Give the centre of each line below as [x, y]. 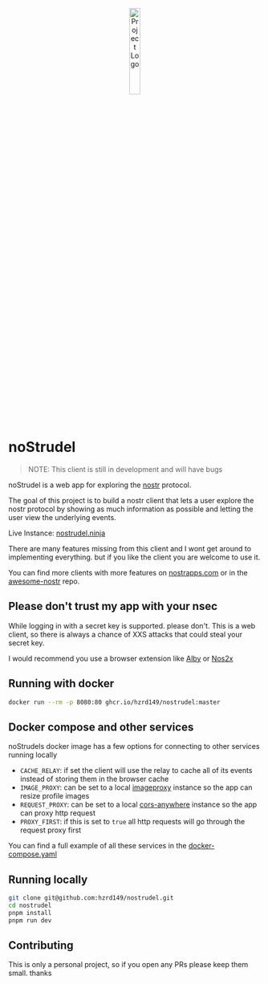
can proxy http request [58, 813]
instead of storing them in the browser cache [94, 779]
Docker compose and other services [101, 727]
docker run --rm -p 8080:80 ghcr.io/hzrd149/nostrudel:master [114, 702]
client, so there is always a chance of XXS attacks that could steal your [126, 634]
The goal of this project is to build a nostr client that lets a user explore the [131, 500]
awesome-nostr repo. [44, 581]
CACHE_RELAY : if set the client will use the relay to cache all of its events [136, 771]
